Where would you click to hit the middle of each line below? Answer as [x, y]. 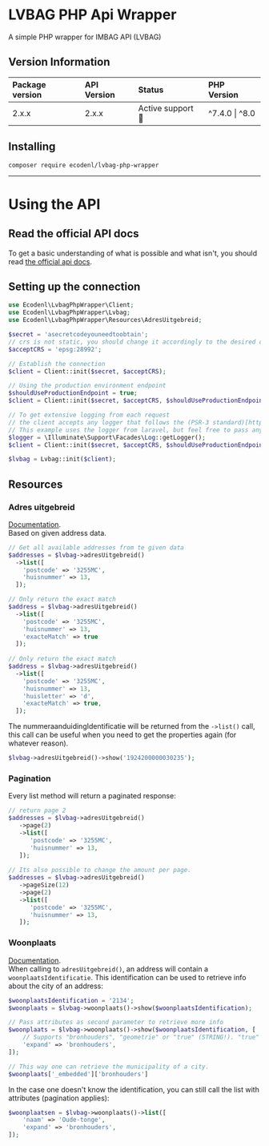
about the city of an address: [56, 986]
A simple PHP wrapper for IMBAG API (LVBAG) [85, 37]
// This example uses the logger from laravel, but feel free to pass [128, 430]
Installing [32, 147]
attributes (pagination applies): [59, 1098]
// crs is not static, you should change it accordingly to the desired [132, 342]
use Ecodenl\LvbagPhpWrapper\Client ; [71, 305]
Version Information [59, 62]
